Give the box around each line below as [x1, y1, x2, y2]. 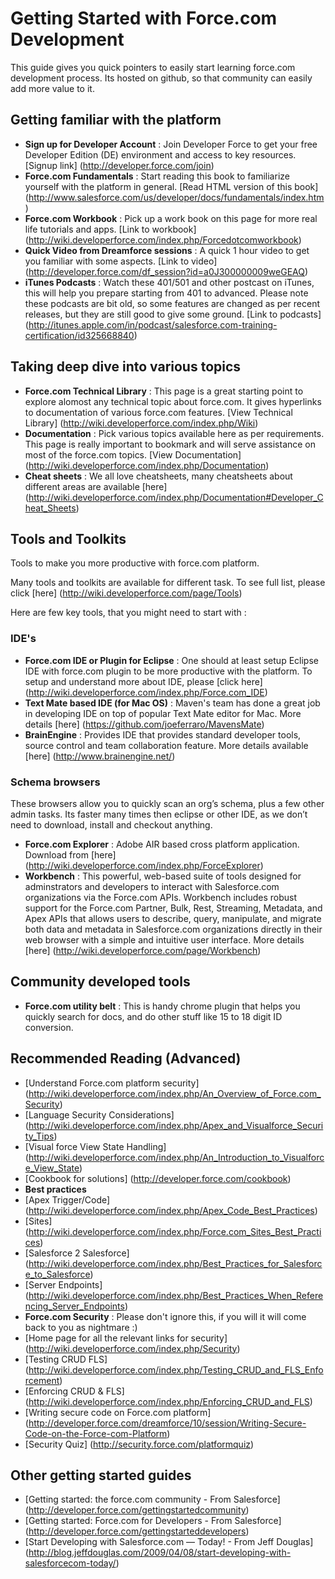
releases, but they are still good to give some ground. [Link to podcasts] [24, 308, 322, 320]
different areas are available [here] [24, 480, 168, 492]
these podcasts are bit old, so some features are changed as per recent [24, 297, 321, 309]
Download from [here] [24, 848, 117, 861]
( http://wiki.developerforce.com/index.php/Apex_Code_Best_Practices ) [24, 1204, 318, 1216]
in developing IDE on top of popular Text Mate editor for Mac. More [24, 707, 302, 719]
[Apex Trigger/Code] [24, 1193, 111, 1206]
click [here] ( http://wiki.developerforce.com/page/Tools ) [10, 587, 243, 599]
